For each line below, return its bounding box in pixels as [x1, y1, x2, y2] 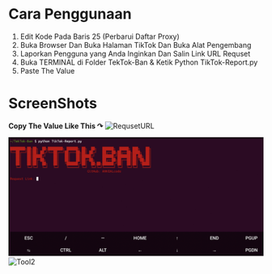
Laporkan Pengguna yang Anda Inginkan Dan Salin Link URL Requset [19, 48, 251, 58]
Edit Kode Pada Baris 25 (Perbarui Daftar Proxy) [19, 32, 180, 41]
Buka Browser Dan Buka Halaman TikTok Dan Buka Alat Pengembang [19, 40, 252, 49]
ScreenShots [8, 95, 97, 113]
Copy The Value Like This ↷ [8, 120, 104, 130]
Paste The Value [19, 65, 75, 75]
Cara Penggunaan [8, 5, 132, 23]
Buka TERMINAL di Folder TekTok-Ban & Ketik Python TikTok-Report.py [19, 57, 258, 67]
